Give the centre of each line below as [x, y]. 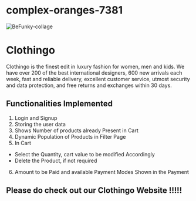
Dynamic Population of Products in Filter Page [70, 136]
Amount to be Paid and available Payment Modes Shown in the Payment [102, 172]
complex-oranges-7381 [65, 10]
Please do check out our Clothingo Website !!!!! [94, 191]
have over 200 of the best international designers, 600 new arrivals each [94, 73]
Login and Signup [36, 118]
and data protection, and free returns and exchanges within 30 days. [89, 85]
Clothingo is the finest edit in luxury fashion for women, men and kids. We [95, 66]
